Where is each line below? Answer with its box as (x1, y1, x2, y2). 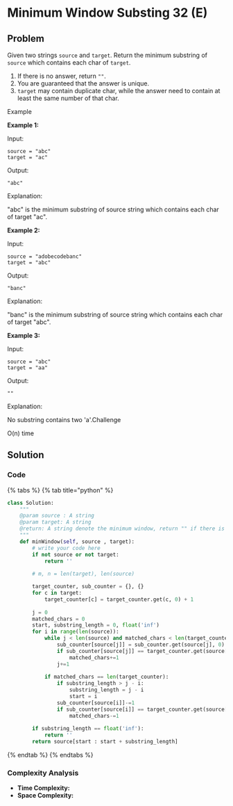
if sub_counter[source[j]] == (56, 647, 144, 654)
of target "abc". (7, 318, 51, 326)
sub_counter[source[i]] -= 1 (56, 699, 135, 707)
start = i (69, 693, 98, 700)
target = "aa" (7, 364, 49, 371)
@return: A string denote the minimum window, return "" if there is (19, 525, 225, 533)
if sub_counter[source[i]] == (56, 706, 144, 713)
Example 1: (7, 121, 40, 129)
